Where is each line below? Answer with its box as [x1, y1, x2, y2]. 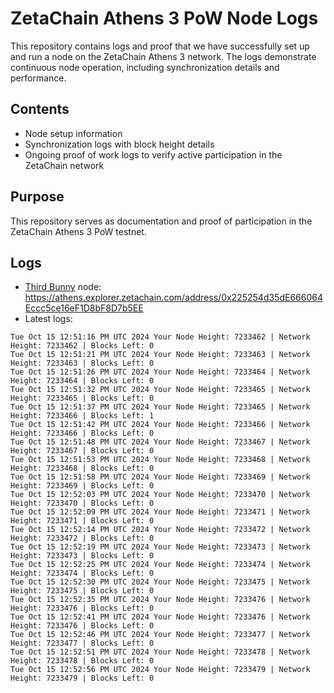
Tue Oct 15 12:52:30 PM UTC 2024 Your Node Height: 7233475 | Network [10, 577, 311, 587]
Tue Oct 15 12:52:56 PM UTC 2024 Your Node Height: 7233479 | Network [10, 665, 311, 675]
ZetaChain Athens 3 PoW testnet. [10, 225, 147, 237]
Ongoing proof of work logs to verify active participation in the [24, 148, 283, 161]
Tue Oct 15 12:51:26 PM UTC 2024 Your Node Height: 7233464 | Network [10, 367, 311, 377]
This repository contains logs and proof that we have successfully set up [10, 40, 310, 52]
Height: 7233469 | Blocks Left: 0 [10, 481, 155, 491]
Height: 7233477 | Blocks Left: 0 [10, 638, 155, 649]
